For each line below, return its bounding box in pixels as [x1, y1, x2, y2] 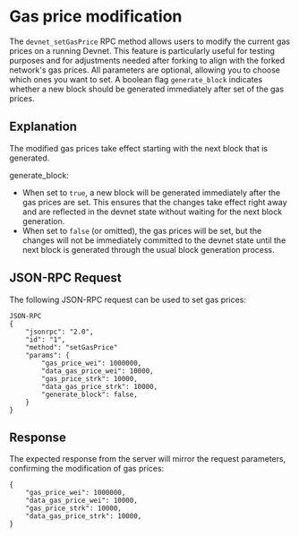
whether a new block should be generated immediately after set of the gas [9, 83, 285, 94]
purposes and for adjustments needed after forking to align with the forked [9, 55, 286, 65]
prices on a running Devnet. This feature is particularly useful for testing [9, 45, 276, 56]
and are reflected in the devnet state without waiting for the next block [21, 206, 283, 217]
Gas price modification [9, 6, 183, 27]
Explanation [9, 119, 78, 134]
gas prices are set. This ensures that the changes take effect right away [21, 196, 288, 207]
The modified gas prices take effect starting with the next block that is [9, 143, 269, 153]
